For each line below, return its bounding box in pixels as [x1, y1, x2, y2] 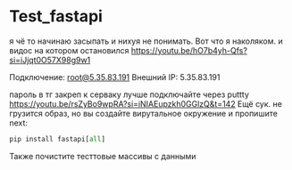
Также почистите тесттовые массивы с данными [9, 150, 196, 161]
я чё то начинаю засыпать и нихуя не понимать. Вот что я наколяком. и [9, 36, 283, 46]
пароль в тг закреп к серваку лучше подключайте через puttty [9, 89, 250, 100]
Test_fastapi [9, 6, 103, 27]
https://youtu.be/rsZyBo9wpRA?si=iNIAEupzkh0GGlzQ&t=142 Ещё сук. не [9, 98, 283, 109]
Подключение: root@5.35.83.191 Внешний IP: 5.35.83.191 [9, 71, 221, 82]
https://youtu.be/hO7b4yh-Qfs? [130, 45, 248, 55]
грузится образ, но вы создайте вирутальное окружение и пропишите [9, 108, 279, 118]
